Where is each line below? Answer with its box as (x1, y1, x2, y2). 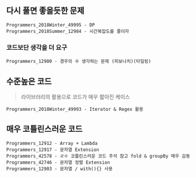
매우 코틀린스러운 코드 (6, 124, 83, 134)
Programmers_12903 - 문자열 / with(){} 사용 (6, 165, 113, 172)
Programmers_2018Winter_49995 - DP (6, 22, 95, 28)
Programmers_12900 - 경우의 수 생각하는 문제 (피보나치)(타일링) (6, 59, 152, 65)
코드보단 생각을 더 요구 (6, 43, 68, 52)
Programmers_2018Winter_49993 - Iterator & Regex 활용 (6, 106, 144, 112)
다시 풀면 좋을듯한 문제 (6, 5, 85, 16)
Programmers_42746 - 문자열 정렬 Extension (6, 159, 110, 165)
